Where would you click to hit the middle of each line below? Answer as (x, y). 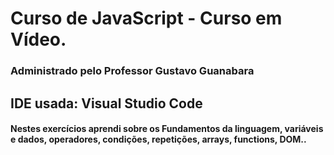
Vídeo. (38, 39)
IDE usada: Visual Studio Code (106, 103)
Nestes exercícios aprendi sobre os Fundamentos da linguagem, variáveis (167, 129)
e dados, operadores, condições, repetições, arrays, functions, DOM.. (158, 139)
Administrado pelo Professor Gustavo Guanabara (132, 71)
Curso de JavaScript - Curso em (146, 18)
